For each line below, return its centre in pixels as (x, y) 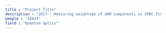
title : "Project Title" (31, 9)
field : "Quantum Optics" (32, 23)
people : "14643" (23, 18)
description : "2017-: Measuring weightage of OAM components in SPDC (79, 14)
